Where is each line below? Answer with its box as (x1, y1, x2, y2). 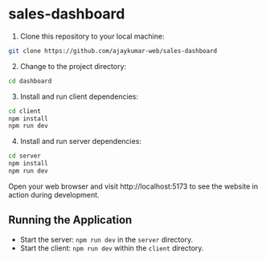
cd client (8, 107, 42, 115)
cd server (8, 152, 42, 161)
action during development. (8, 190, 100, 199)
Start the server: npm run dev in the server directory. (19, 234, 194, 244)
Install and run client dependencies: (19, 92, 139, 101)
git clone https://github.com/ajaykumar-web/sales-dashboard (8, 47, 218, 55)
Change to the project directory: (19, 61, 127, 71)
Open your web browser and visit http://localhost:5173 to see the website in (8, 181, 259, 191)
